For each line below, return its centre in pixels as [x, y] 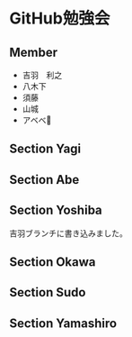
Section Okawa [53, 262]
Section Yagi [45, 149]
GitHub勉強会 [60, 18]
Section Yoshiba [56, 210]
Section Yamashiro [63, 323]
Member [34, 52]
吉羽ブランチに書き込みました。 [68, 233]
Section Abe [44, 180]
